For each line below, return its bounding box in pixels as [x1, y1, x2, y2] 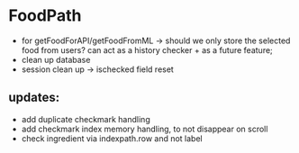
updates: [8, 90, 60, 105]
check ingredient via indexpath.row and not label [21, 132, 204, 144]
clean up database [21, 54, 91, 65]
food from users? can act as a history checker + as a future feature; [21, 44, 274, 55]
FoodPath [8, 5, 82, 26]
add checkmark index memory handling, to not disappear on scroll [21, 123, 268, 134]
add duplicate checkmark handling [21, 113, 150, 124]
